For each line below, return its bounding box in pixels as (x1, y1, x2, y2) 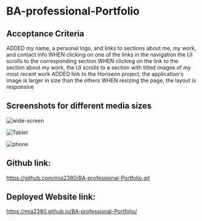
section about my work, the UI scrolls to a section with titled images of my (6, 64, 191, 71)
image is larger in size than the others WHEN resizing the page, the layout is (6, 77, 196, 84)
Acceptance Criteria (6, 29, 84, 39)
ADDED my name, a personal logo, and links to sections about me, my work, (6, 44, 197, 52)
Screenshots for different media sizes (6, 101, 152, 111)
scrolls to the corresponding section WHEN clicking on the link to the (6, 58, 179, 64)
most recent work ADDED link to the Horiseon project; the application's (6, 70, 184, 77)
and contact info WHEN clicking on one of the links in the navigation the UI (6, 51, 193, 58)
